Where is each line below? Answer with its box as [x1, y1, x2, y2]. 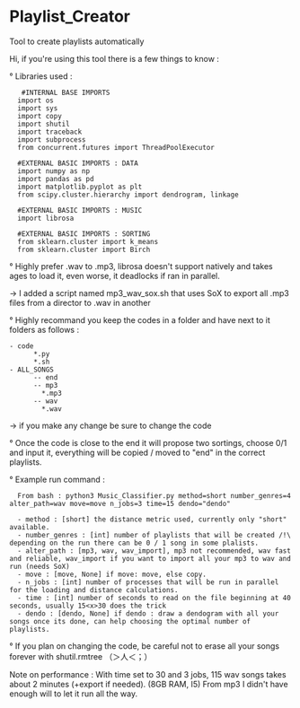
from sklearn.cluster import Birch [17, 245, 151, 254]
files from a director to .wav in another [9, 297, 151, 308]
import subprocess [17, 135, 87, 144]
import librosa [17, 214, 75, 223]
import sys [17, 103, 58, 113]
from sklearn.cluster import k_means [17, 237, 159, 246]
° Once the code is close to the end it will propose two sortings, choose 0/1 [9, 437, 287, 448]
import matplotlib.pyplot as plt [17, 182, 143, 191]
